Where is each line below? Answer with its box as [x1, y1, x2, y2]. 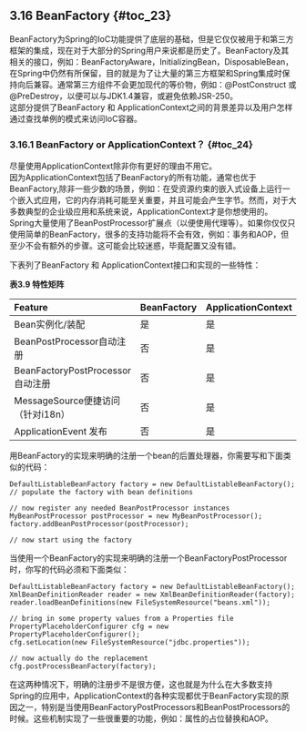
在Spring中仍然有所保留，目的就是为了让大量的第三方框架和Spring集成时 [9, 67, 282, 78]
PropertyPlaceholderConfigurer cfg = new [9, 622, 169, 632]
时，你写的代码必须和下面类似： [9, 564, 129, 575]
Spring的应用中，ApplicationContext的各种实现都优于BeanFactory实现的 [9, 690, 281, 701]
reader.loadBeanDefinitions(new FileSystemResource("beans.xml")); [9, 598, 271, 607]
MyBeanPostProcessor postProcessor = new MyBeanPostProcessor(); [9, 512, 262, 521]
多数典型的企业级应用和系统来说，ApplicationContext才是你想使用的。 [9, 206, 273, 218]
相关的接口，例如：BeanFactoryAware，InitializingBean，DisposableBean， [9, 56, 294, 67]
